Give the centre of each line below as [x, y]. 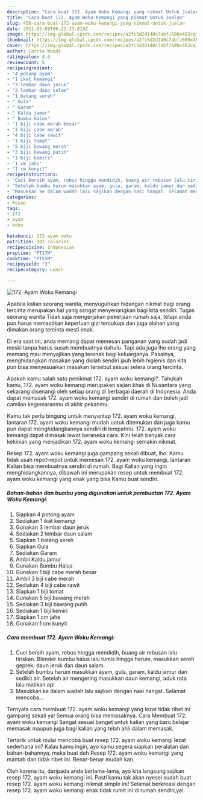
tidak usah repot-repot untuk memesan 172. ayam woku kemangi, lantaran [99, 460]
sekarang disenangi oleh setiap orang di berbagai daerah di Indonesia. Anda [101, 391]
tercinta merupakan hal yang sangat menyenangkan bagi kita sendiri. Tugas [101, 310]
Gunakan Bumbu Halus [44, 566]
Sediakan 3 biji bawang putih [52, 604]
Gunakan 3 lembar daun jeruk [52, 527]
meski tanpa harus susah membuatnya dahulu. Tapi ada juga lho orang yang [101, 347]
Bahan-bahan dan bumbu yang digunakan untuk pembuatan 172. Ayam [99, 493]
